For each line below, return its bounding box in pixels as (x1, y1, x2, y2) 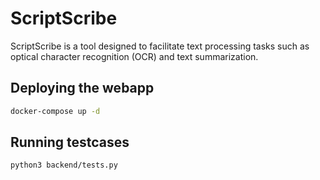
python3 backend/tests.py (10, 160, 118, 171)
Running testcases (10, 134, 130, 151)
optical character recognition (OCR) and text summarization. (10, 50, 259, 62)
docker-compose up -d (10, 106, 101, 116)
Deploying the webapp (10, 80, 155, 97)
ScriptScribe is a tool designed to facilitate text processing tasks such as (10, 40, 310, 52)
